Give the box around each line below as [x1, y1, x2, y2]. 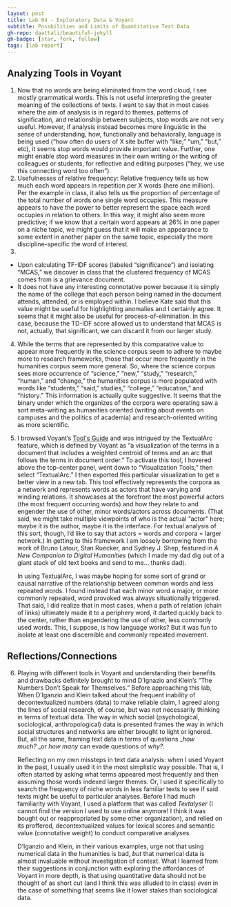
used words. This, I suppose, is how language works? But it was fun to [17, 623, 217, 631]
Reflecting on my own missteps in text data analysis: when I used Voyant [17, 755, 224, 764]
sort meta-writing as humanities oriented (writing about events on [17, 406, 204, 414]
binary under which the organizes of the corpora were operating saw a [17, 398, 219, 407]
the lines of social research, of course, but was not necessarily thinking [17, 705, 221, 714]
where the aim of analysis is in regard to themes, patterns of [17, 108, 188, 116]
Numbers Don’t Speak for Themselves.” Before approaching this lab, [17, 684, 212, 692]
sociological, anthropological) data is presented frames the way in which [17, 720, 224, 728]
